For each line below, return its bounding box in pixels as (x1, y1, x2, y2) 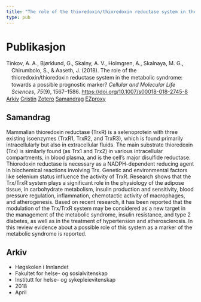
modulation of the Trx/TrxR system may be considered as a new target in (6, 205, 186, 212)
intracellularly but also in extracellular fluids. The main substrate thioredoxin (6, 141, 193, 148)
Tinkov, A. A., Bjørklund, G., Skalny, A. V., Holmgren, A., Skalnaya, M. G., (6, 60, 184, 67)
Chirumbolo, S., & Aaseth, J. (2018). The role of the (11, 67, 137, 74)
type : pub (6, 14, 31, 20)
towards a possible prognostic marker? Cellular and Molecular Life (11, 81, 176, 89)
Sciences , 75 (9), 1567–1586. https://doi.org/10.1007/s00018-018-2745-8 (11, 88, 188, 95)
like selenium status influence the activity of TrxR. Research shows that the (6, 173, 191, 180)
